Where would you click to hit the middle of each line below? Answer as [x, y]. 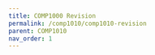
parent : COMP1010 [38, 31]
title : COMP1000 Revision [52, 16]
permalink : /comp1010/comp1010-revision [78, 23]
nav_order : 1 [30, 38]
